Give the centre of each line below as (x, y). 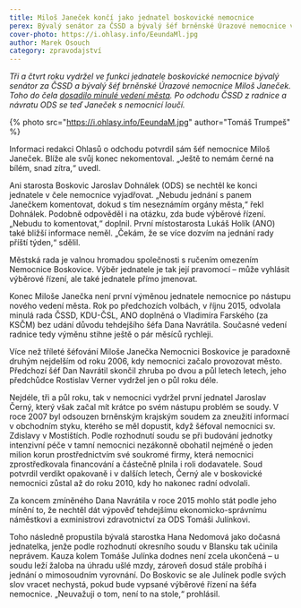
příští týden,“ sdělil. (45, 243)
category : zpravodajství (56, 51)
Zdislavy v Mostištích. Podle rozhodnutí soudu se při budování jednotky (141, 436)
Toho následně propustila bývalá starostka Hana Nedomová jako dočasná (145, 537)
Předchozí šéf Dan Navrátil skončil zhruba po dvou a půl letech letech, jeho (148, 371)
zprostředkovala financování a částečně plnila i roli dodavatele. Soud (136, 464)
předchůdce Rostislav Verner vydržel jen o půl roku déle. (114, 381)
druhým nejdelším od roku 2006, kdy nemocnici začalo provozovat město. (146, 361)
